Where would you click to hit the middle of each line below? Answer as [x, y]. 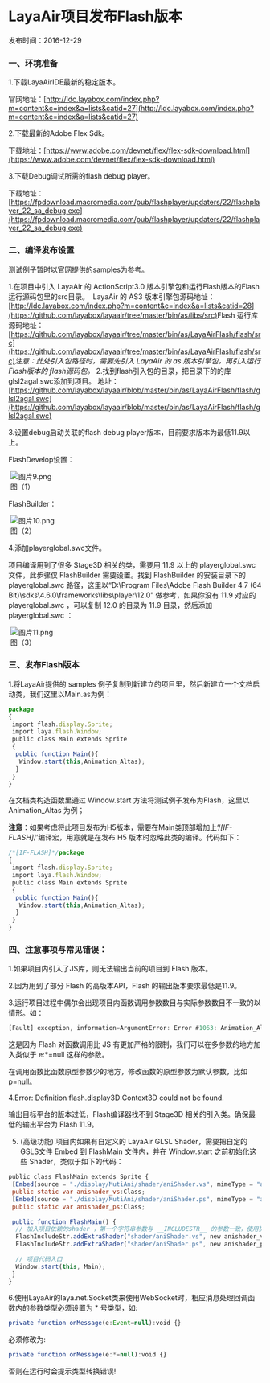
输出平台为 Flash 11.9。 [60, 1124]
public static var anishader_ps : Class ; [79, 1207]
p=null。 [22, 1081]
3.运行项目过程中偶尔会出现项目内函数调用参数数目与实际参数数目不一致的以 [135, 1003]
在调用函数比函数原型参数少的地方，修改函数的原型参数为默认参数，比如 [128, 1072]
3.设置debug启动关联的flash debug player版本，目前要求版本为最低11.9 [126, 432]
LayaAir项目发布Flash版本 [95, 16]
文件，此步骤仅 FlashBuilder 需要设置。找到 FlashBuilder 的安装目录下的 [127, 575]
